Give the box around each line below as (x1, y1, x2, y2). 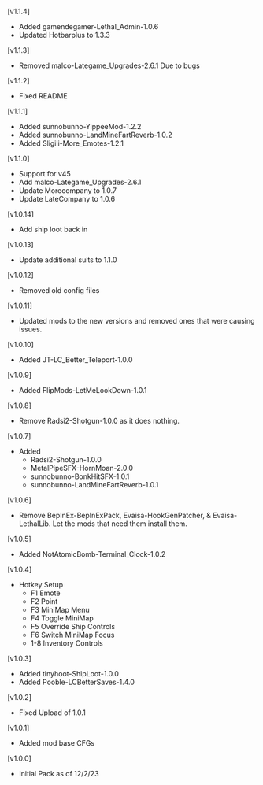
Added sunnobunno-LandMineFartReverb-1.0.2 (18, 130, 172, 139)
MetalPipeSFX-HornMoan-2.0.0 (30, 464, 134, 472)
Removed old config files (18, 286, 100, 294)
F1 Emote (30, 588, 61, 598)
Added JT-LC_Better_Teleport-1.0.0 (18, 355, 133, 365)
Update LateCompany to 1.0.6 (18, 194, 116, 203)
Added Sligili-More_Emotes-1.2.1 (18, 139, 124, 148)
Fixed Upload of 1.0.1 (18, 708, 86, 717)
